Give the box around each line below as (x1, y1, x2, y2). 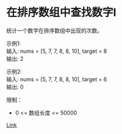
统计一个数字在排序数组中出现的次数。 (6, 27, 102, 34)
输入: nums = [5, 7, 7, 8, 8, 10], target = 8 (6, 47, 107, 55)
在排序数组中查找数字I (6, 5, 117, 19)
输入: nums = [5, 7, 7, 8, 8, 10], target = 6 (6, 76, 107, 83)
